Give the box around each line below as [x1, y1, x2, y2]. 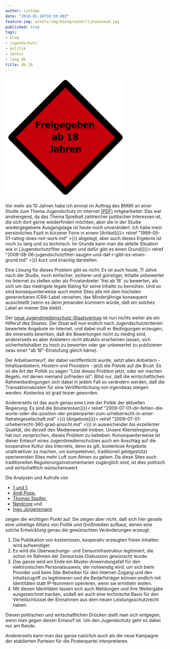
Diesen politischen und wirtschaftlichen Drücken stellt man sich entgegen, [5, 612, 161, 618]
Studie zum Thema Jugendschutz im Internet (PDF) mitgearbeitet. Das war [5, 208, 162, 214]
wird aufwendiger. [12, 542, 51, 548]
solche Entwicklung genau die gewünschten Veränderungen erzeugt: [5, 527, 150, 533]
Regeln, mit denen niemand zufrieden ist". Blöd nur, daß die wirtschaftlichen [5, 373, 164, 380]
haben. [12, 602, 27, 608]
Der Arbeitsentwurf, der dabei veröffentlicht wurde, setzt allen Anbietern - [5, 357, 160, 364]
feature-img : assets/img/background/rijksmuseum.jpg [5, 19, 120, 24]
